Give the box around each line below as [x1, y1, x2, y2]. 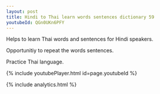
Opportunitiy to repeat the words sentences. [6, 47, 114, 54]
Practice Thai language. [6, 58, 64, 65]
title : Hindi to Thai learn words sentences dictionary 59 [6, 14, 155, 20]
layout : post [6, 8, 38, 15]
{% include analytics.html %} [6, 81, 77, 88]
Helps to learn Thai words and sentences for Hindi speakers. [6, 36, 154, 43]
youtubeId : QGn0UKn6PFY [6, 19, 65, 25]
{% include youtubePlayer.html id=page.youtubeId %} [6, 70, 138, 77]
